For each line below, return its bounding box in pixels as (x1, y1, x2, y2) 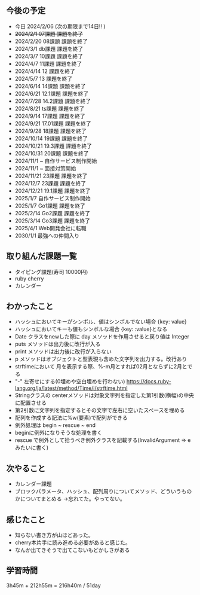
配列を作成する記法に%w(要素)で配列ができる (14, 414, 128, 422)
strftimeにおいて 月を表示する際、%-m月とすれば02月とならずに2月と (14, 363, 187, 370)
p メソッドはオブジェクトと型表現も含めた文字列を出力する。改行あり (14, 355, 187, 363)
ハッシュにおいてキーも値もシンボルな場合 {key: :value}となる (14, 325, 168, 333)
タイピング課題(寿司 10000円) (14, 268, 88, 275)
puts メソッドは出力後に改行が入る (14, 340, 101, 348)
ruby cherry (14, 274, 44, 282)
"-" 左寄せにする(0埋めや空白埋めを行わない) (14, 378, 125, 385)
